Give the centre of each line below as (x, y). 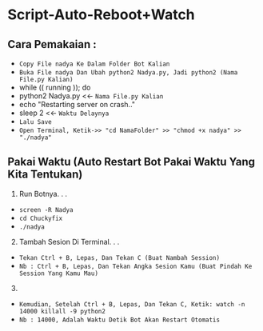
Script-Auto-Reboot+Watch (101, 15)
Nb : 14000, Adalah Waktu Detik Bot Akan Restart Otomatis (120, 320)
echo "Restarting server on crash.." (77, 104)
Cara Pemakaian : (52, 44)
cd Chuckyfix (41, 218)
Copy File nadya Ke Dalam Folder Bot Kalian (94, 64)
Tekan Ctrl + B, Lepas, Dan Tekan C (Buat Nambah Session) (120, 257)
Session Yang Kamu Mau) (59, 273)
